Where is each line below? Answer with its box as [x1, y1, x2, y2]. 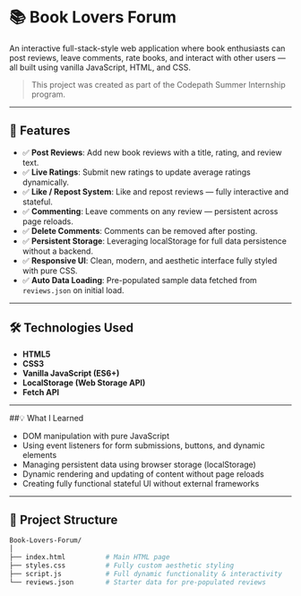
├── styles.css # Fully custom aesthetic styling [9, 561, 235, 570]
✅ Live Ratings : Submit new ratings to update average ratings [21, 167, 251, 177]
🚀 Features [9, 123, 71, 139]
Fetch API [21, 386, 60, 397]
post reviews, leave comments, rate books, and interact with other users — [9, 52, 287, 63]
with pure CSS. [21, 265, 78, 276]
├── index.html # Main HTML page [9, 553, 170, 562]
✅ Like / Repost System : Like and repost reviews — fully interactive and [21, 186, 289, 197]
